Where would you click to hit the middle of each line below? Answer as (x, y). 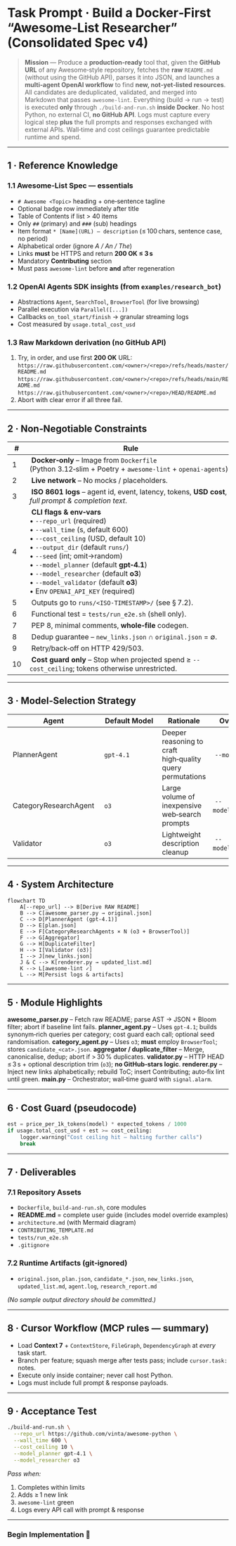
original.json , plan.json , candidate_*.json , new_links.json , (106, 1278)
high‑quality (182, 759)
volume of (178, 797)
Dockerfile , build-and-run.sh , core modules (81, 1208)
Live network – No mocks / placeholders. (100, 481)
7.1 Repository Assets (45, 1192)
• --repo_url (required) (68, 521)
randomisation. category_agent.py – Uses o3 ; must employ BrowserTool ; (112, 1042)
